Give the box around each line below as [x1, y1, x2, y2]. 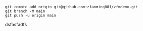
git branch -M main [5, 9, 46, 14]
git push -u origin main [5, 13, 56, 18]
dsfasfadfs [5, 22, 27, 27]
